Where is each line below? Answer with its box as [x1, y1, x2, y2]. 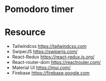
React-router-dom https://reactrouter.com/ [12, 59, 101, 65]
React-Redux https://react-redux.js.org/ [12, 54, 94, 60]
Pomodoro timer [5, 4, 74, 15]
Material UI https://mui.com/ [12, 64, 71, 71]
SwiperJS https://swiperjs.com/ [12, 49, 78, 55]
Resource [5, 27, 46, 38]
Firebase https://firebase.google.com [12, 70, 90, 76]
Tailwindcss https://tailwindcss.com [12, 43, 87, 49]
